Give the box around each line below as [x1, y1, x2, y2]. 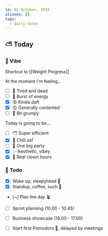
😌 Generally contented [12, 105, 60, 111]
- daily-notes [9, 21, 39, 26]
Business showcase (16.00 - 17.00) [12, 215, 83, 221]
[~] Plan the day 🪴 [12, 194, 51, 200]
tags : [5, 16, 16, 21]
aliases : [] [5, 12, 30, 17]
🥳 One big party [12, 143, 45, 149]
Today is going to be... [5, 120, 51, 126]
